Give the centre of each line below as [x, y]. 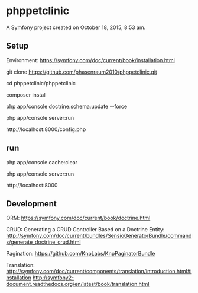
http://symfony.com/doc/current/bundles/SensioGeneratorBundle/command [99, 236]
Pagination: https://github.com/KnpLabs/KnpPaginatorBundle [81, 254]
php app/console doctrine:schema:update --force [67, 106]
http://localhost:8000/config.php [46, 129]
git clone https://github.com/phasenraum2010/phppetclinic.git [82, 72]
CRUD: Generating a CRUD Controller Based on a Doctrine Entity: [85, 230]
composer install [26, 95]
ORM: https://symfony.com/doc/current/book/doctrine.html [78, 218]
